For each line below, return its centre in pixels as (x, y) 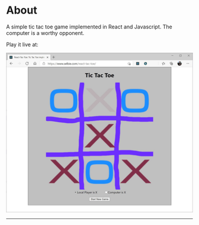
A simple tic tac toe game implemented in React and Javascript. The (89, 27)
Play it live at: (22, 44)
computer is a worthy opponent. (45, 33)
